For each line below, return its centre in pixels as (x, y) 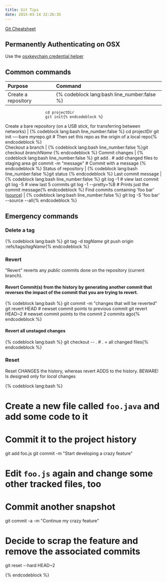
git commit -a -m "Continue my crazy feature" (52, 521)
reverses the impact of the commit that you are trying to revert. (72, 292)
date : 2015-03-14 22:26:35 (33, 14)
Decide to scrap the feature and (72, 541)
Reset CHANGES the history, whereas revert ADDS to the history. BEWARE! (82, 371)
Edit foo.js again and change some (79, 473)
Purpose (18, 86)
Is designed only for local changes (41, 376)
